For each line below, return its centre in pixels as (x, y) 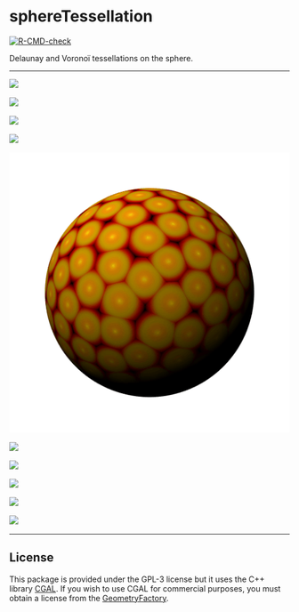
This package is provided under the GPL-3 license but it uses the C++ (137, 579)
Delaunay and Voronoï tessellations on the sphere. (101, 58)
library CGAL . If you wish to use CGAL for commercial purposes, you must (145, 588)
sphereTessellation (81, 16)
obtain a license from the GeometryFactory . (89, 598)
